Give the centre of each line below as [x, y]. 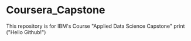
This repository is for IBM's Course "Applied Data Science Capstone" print [95, 26]
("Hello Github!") [26, 32]
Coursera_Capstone [56, 10]
